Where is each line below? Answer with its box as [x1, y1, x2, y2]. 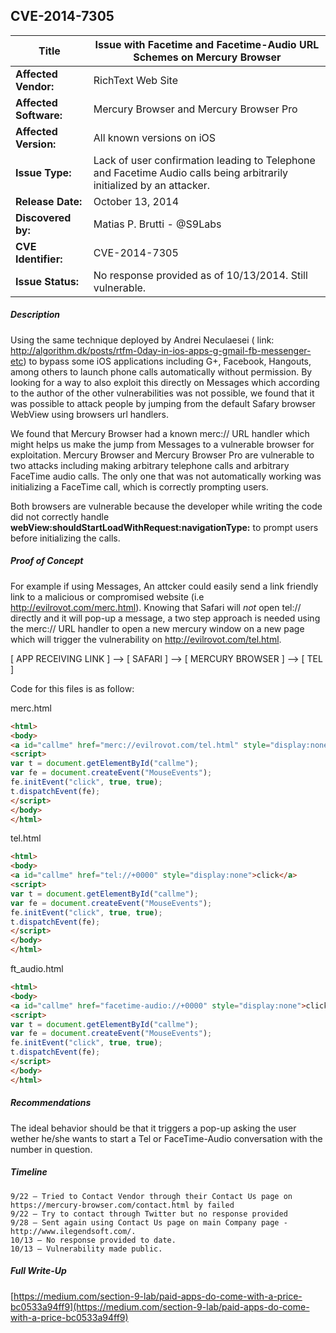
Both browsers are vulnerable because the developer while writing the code [10, 500, 323, 512]
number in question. [10, 1143, 93, 1155]
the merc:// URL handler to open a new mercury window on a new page [10, 622, 305, 634]
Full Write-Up [10, 1265, 67, 1277]
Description [10, 309, 61, 321]
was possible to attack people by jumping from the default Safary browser [10, 397, 316, 409]
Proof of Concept [10, 555, 84, 567]
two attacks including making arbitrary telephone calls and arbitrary [10, 459, 290, 471]
